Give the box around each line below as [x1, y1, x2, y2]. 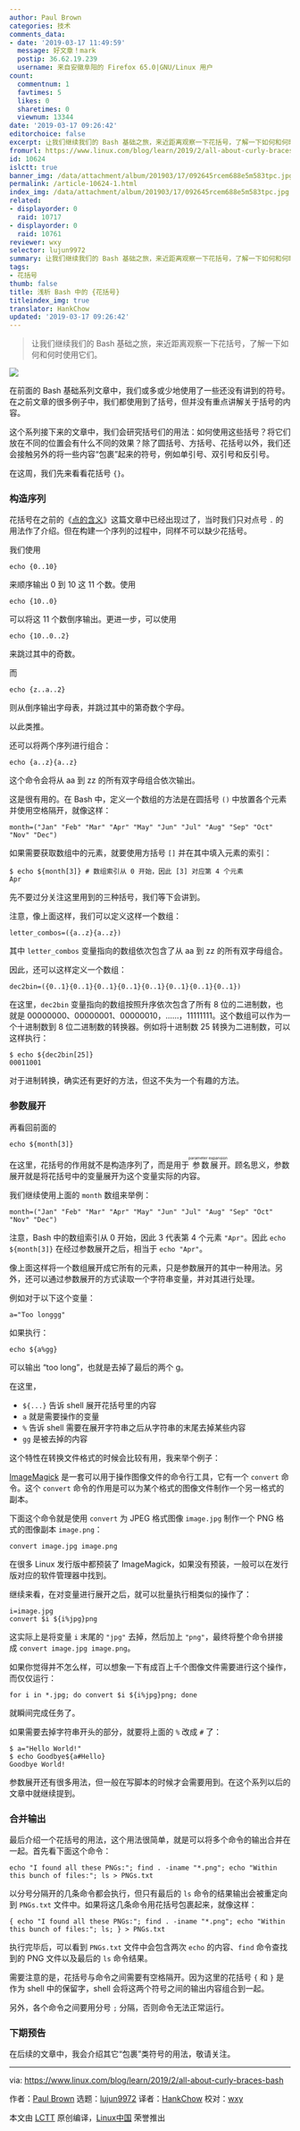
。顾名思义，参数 [226, 1159, 290, 1170]
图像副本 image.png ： [24, 1524, 103, 1534]
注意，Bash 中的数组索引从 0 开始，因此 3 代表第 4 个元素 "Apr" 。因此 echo [9, 1232, 287, 1243]
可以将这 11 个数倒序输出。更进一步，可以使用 [9, 614, 177, 624]
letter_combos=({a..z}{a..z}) [9, 929, 122, 938]
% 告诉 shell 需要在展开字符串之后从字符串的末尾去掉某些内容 [21, 1422, 246, 1432]
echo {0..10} [9, 563, 58, 572]
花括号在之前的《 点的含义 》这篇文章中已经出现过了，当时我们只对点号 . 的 [9, 514, 284, 525]
